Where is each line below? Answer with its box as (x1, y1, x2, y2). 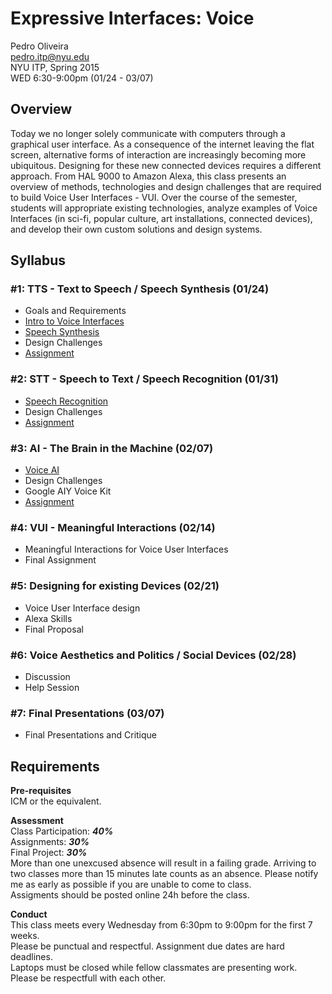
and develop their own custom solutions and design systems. (10, 223, 263, 235)
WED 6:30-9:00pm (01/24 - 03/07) (10, 72, 154, 84)
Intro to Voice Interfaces (24, 315, 125, 327)
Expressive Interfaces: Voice (10, 7, 255, 30)
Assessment (10, 815, 64, 827)
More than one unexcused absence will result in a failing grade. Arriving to (10, 857, 317, 869)
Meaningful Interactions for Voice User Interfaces (24, 543, 229, 556)
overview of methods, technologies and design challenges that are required (10, 180, 322, 192)
